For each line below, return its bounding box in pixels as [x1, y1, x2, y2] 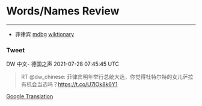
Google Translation [6, 93, 54, 100]
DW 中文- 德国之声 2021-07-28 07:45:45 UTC [6, 60, 119, 67]
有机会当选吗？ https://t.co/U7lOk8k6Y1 [20, 81, 118, 88]
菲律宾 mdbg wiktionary [14, 30, 75, 37]
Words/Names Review [6, 4, 120, 18]
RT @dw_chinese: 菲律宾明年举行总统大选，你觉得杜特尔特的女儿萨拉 [20, 73, 194, 81]
